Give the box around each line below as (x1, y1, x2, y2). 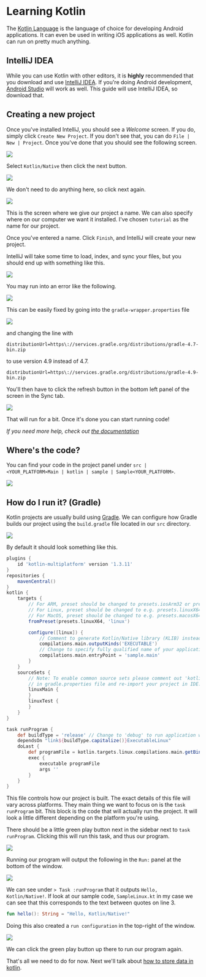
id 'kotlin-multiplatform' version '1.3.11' (17, 561, 133, 568)
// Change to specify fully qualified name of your (39, 647, 174, 653)
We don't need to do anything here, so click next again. (6, 186, 146, 193)
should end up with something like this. (6, 259, 105, 266)
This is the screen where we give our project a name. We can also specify (6, 209, 193, 216)
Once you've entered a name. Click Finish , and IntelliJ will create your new (6, 234, 196, 241)
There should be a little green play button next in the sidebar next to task (6, 826, 191, 834)
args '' (39, 766, 59, 772)
